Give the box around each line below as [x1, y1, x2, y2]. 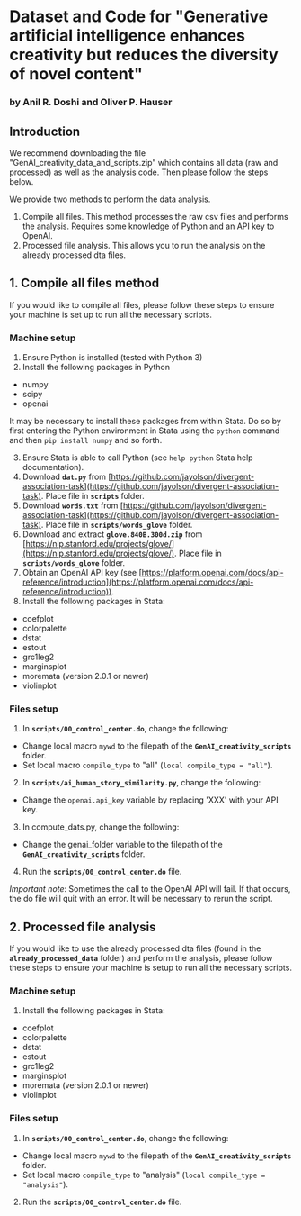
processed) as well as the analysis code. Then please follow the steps [9, 167, 269, 177]
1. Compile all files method [9, 276, 160, 291]
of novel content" [9, 64, 144, 85]
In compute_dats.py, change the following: [22, 821, 180, 832]
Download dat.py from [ [22, 471, 111, 483]
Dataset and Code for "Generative [9, 6, 269, 27]
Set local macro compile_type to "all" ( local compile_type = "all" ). [22, 759, 273, 771]
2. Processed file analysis [9, 919, 156, 934]
